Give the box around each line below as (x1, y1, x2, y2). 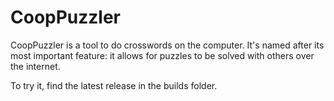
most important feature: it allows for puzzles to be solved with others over (10, 49, 315, 61)
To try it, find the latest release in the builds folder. (10, 79, 218, 91)
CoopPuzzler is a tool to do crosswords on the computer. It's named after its (10, 39, 325, 51)
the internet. (10, 60, 61, 72)
